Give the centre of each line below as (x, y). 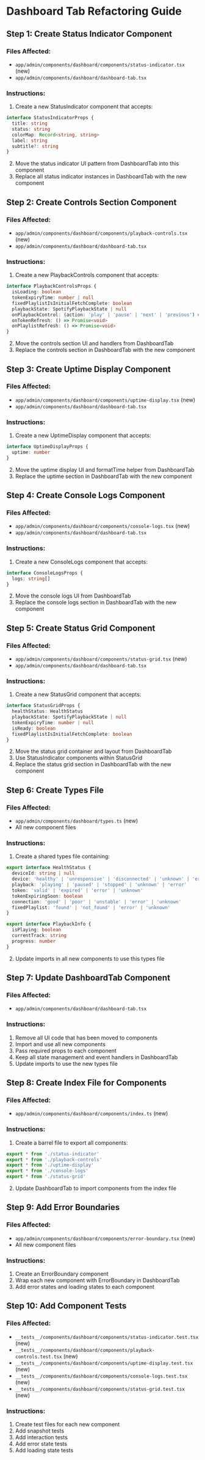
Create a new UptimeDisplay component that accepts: (83, 436)
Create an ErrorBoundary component (62, 1274)
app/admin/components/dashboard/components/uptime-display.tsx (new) (105, 400)
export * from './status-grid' (46, 1177)
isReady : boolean (34, 728)
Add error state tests (41, 1444)
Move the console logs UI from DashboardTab (73, 596)
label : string (30, 141)
